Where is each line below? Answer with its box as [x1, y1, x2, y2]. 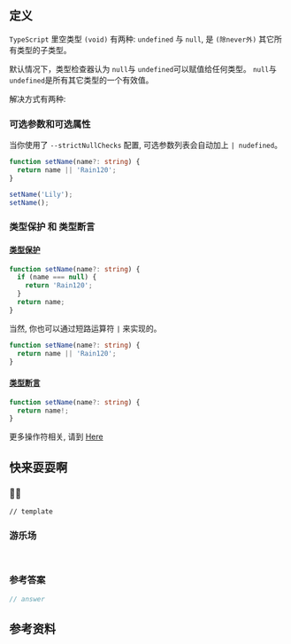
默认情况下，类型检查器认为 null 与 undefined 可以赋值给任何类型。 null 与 [9, 63, 277, 74]
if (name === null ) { [17, 273, 97, 282]
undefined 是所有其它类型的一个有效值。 [9, 75, 154, 85]
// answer [9, 594, 46, 603]
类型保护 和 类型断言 [9, 221, 96, 233]
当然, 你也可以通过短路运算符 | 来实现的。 [9, 323, 162, 334]
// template [9, 507, 53, 516]
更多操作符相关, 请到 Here [9, 431, 103, 442]
